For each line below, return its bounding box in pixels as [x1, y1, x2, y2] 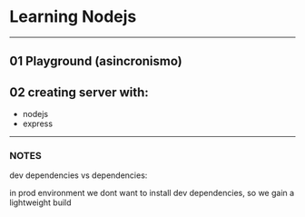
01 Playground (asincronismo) [9, 54, 183, 69]
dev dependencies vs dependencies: [9, 170, 148, 181]
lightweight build [9, 197, 72, 208]
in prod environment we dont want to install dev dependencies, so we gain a [9, 188, 295, 199]
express [22, 118, 53, 129]
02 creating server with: [9, 84, 150, 100]
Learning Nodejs [9, 6, 137, 27]
